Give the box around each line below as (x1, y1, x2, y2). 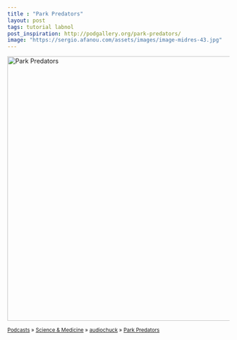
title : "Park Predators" (7, 10, 83, 18)
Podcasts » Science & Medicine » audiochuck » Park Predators (7, 327, 160, 334)
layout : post (7, 17, 46, 24)
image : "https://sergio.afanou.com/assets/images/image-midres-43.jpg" (7, 37, 222, 44)
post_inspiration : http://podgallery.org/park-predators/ (7, 30, 181, 37)
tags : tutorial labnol (7, 23, 74, 30)
